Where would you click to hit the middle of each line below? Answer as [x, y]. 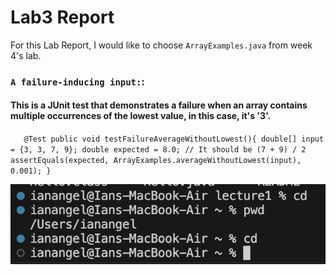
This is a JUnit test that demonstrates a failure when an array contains [159, 105]
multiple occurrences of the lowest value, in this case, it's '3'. [141, 116]
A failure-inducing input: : [77, 81]
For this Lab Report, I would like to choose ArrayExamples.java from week [161, 45]
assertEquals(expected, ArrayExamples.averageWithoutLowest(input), [156, 161]
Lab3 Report [62, 17]
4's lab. [26, 55]
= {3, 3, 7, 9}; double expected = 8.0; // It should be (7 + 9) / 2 [158, 150]
